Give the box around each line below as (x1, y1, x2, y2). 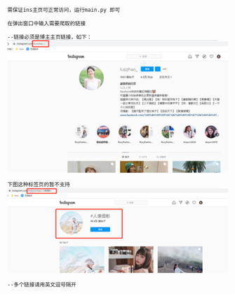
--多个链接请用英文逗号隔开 (7, 281, 77, 288)
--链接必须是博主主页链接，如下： (7, 34, 93, 41)
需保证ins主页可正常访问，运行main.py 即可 (7, 6, 121, 13)
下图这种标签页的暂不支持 (7, 181, 70, 188)
